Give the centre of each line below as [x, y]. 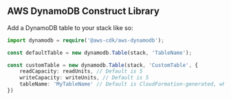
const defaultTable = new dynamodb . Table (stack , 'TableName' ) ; [100, 53]
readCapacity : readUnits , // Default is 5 [81, 71]
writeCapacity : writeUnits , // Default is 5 [84, 78]
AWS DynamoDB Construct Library [84, 11]
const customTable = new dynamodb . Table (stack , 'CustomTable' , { [102, 65]
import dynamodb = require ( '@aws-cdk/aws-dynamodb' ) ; [86, 40]
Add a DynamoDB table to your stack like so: [70, 27]
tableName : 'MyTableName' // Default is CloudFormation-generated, [118, 84]
